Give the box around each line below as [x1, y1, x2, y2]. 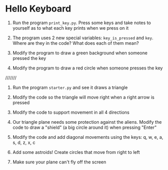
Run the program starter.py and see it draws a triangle [12, 84, 128, 91]
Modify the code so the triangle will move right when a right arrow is [12, 94, 155, 100]
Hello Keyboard [5, 3, 72, 15]
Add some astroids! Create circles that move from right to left [12, 149, 140, 155]
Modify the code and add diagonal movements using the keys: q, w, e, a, [12, 134, 163, 140]
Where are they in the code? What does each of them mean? [12, 40, 139, 46]
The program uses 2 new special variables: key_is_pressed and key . [12, 35, 154, 41]
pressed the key [12, 55, 46, 61]
